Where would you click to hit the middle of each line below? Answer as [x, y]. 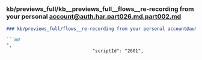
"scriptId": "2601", [118, 51]
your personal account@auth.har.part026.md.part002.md [94, 16]
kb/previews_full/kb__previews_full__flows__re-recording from [100, 9]
